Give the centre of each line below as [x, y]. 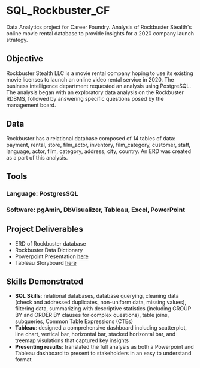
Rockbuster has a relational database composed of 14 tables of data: [91, 138]
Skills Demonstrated [45, 282]
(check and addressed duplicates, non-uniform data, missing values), [101, 302]
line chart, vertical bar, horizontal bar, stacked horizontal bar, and [95, 334]
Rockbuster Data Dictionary [49, 250]
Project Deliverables [45, 229]
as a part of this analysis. [37, 157]
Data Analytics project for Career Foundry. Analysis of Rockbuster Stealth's [99, 27]
